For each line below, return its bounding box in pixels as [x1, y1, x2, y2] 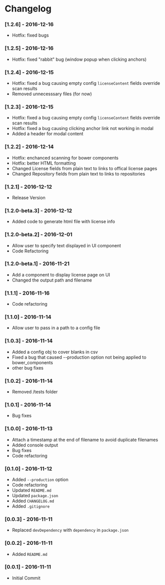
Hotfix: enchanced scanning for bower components [12, 155, 119, 161]
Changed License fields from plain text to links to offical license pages [12, 165, 157, 171]
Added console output [12, 442, 58, 448]
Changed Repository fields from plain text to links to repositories [12, 171, 145, 177]
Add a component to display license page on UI [12, 271, 110, 277]
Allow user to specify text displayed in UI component [12, 242, 121, 248]
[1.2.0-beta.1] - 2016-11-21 [5, 260, 70, 267]
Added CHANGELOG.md [12, 498, 55, 504]
